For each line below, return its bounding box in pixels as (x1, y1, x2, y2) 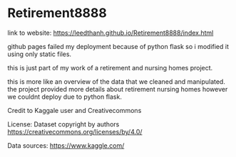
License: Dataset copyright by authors (7, 119, 120, 129)
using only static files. (7, 50, 72, 58)
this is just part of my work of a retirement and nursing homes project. (7, 63, 213, 72)
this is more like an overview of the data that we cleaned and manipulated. (7, 77, 226, 86)
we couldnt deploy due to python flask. (7, 92, 123, 101)
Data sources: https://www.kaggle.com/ (7, 141, 125, 150)
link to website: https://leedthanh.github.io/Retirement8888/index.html (7, 28, 214, 37)
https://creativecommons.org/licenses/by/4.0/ (7, 127, 143, 136)
